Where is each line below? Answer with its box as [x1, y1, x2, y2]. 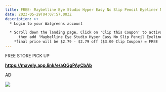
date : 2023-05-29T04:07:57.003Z [5, 12, 72, 17]
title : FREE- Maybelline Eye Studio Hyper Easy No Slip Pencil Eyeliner [5, 7, 158, 12]
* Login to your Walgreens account [9, 21, 83, 26]
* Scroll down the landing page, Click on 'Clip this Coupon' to [9, 30, 147, 35]
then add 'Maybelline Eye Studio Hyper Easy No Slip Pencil [18, 35, 145, 40]
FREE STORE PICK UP [5, 52, 50, 58]
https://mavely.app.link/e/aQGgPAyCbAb [5, 62, 92, 68]
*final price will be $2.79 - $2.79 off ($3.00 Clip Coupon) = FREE [14, 39, 158, 45]
